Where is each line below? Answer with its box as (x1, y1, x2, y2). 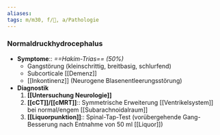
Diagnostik (16, 84, 49, 92)
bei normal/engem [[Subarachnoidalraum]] (27, 106, 148, 114)
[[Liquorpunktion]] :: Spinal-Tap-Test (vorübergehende (27, 112, 182, 121)
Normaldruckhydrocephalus (7, 39, 103, 49)
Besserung (27, 120, 58, 128)
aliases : (7, 10, 32, 17)
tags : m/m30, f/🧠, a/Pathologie (7, 16, 99, 23)
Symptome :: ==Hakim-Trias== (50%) (16, 54, 124, 62)
